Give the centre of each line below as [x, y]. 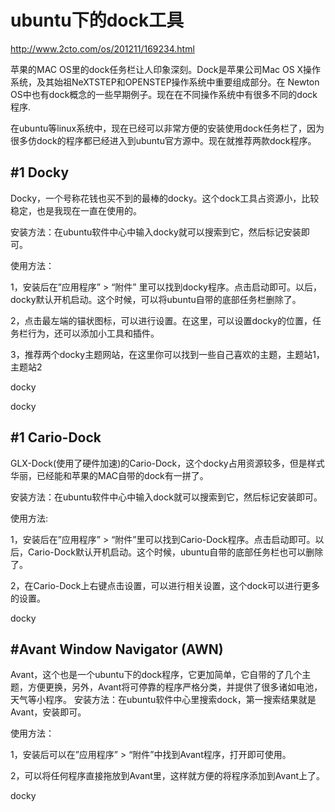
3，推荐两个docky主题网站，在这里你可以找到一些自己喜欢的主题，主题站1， [167, 354]
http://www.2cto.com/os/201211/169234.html [102, 48]
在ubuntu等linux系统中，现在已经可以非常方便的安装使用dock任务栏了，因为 [167, 128]
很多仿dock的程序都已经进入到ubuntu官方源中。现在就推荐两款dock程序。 [163, 140]
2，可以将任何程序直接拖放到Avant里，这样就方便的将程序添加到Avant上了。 [167, 776]
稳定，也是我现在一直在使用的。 [76, 210]
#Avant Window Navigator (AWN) [117, 649]
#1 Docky [40, 172]
